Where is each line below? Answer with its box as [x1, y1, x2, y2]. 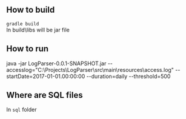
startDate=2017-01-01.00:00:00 [6, 72, 85, 80]
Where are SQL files [6, 90, 83, 100]
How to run [6, 43, 49, 54]
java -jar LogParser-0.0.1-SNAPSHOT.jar [6, 60, 107, 67]
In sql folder [6, 106, 37, 114]
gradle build [6, 21, 39, 27]
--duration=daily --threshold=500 [86, 72, 171, 80]
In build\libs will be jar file [6, 26, 70, 33]
